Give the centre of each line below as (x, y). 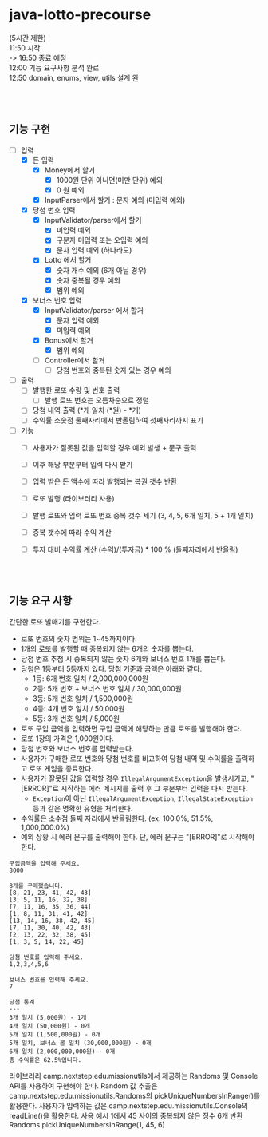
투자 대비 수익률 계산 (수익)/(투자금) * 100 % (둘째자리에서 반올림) (135, 549)
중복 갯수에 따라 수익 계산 (72, 532)
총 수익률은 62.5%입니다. (45, 1060)
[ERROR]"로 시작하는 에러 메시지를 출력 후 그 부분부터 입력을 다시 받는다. (134, 788)
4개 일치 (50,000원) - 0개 (50, 1026)
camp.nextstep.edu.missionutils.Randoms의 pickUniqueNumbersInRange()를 (135, 1095)
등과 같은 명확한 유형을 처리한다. (83, 808)
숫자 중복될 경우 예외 (88, 280)
